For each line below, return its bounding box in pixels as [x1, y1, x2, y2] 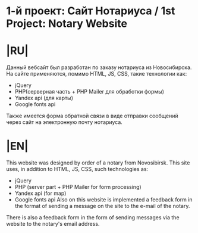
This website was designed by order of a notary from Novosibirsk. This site [6, 159, 190, 166]
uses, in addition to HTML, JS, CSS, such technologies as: [6, 166, 149, 173]
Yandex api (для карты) [14, 94, 73, 102]
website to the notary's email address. [6, 220, 100, 228]
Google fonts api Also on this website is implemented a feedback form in [14, 196, 193, 203]
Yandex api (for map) [14, 189, 67, 197]
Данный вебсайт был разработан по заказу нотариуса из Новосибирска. [6, 64, 192, 71]
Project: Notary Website [6, 17, 128, 30]
